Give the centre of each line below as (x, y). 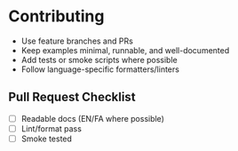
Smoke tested (47, 139)
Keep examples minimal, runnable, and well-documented (125, 50)
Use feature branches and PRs (77, 41)
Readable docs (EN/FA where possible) (93, 118)
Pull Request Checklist (72, 97)
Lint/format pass (51, 128)
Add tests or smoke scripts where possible (99, 60)
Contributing (56, 16)
